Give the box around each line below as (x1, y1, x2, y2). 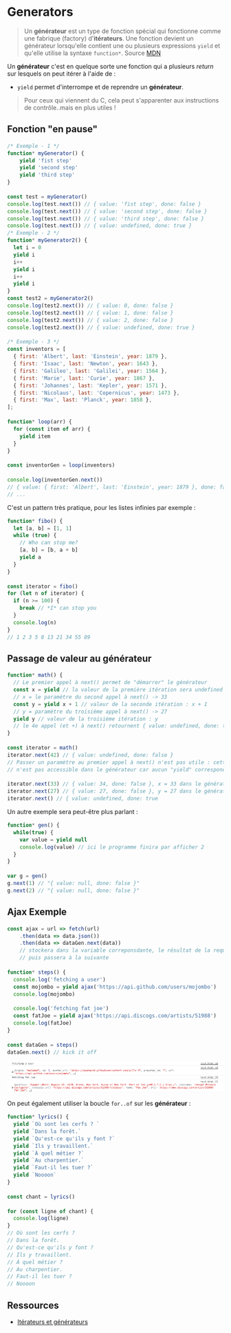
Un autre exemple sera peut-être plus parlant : (7, 808, 139, 816)
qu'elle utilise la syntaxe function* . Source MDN (23, 49, 162, 57)
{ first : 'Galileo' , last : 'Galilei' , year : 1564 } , (13, 367, 168, 374)
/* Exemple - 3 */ (7, 339, 60, 345)
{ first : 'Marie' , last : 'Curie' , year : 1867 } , (13, 374, 155, 382)
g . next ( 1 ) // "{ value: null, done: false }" (7, 880, 140, 887)
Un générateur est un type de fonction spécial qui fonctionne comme (23, 27, 221, 35)
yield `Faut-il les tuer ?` (13, 1164, 94, 1171)
